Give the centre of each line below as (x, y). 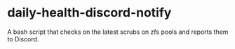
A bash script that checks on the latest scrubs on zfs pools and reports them (118, 32)
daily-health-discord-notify (89, 13)
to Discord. (23, 39)
